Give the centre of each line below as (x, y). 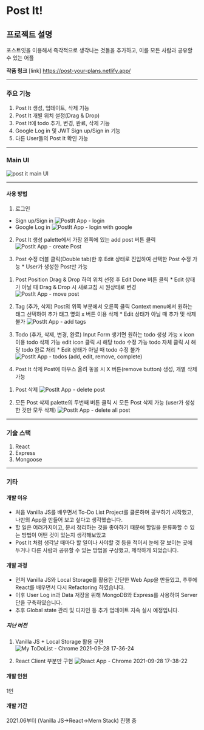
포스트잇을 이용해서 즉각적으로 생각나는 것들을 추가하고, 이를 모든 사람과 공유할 (100, 50)
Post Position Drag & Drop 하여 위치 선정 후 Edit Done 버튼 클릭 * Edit (99, 279)
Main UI (18, 160)
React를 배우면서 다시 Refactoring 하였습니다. (70, 587)
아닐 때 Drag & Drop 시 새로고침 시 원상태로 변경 (79, 287)
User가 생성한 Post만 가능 (57, 266)
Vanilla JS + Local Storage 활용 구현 (59, 642)
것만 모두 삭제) (39, 410)
